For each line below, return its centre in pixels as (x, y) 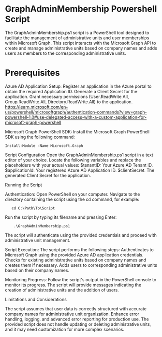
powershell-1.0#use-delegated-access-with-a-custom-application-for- (76, 117)
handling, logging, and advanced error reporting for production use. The (77, 319)
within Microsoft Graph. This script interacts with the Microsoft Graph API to (81, 43)
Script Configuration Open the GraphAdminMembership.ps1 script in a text (79, 155)
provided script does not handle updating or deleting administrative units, (78, 324)
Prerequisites (33, 73)
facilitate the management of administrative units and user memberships (77, 38)
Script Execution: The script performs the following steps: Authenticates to (79, 249)
